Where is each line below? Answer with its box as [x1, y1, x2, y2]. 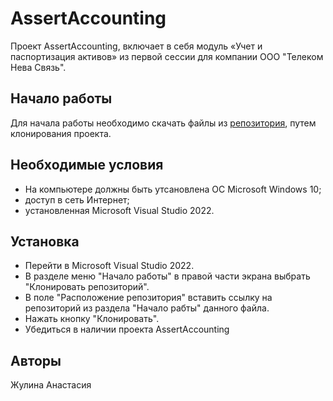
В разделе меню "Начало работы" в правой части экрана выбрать [24, 270, 311, 282]
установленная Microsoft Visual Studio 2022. [24, 204, 215, 216]
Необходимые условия [10, 157, 164, 174]
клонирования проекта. [10, 127, 112, 139]
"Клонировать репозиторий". [24, 281, 150, 293]
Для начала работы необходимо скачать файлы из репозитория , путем [10, 117, 317, 129]
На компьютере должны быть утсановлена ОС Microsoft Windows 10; [24, 183, 322, 195]
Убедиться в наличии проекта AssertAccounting [24, 323, 230, 336]
